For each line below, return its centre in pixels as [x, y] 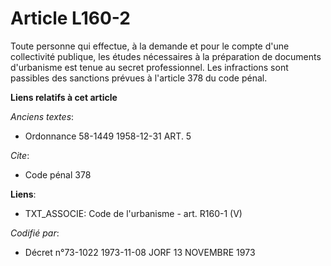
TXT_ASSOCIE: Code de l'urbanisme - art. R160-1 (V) [133, 213]
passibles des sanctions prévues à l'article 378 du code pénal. [139, 78]
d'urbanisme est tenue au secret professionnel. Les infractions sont [149, 67]
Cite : [20, 155]
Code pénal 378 [58, 174]
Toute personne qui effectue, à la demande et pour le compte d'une [150, 46]
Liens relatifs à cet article [64, 97]
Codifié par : [35, 233]
